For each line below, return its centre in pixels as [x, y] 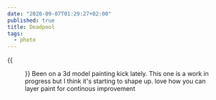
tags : [15, 33]
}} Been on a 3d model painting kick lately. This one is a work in [117, 74]
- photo [25, 40]
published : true [31, 20]
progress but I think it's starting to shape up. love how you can [115, 81]
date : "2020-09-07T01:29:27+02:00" [59, 14]
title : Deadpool [31, 27]
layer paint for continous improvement [80, 89]
